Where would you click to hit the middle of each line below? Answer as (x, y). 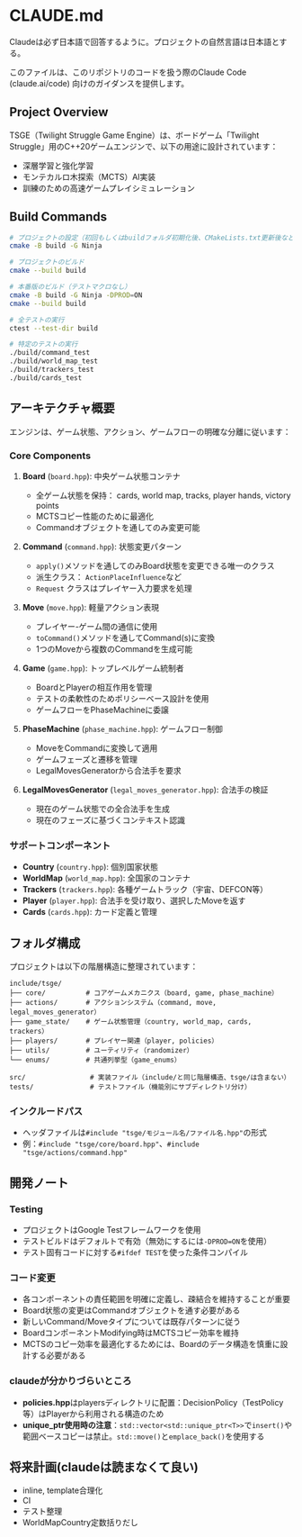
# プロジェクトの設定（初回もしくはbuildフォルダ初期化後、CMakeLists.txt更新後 (145, 238)
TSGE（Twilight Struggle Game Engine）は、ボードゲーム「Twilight (134, 135)
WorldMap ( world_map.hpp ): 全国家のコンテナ (106, 878)
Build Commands (58, 217)
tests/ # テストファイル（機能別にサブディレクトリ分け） (130, 1087)
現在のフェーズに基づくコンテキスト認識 (111, 819)
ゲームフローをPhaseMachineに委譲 (102, 710)
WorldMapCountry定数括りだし (80, 1523)
